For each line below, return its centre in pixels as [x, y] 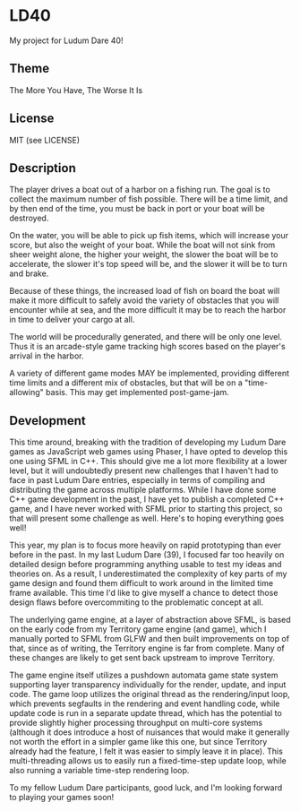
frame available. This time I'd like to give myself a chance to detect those [144, 593]
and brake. [29, 273]
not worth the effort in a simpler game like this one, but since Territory [138, 742]
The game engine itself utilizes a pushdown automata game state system [144, 675]
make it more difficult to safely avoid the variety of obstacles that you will [144, 300]
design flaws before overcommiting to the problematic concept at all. [137, 602]
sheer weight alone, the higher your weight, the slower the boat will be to [144, 255]
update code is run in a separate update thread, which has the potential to [146, 713]
